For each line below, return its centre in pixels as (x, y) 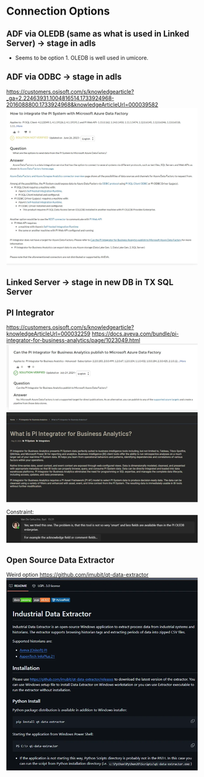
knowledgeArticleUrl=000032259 (49, 334)
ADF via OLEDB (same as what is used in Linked (98, 34)
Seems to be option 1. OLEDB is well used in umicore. (82, 58)
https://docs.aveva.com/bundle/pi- (135, 334)
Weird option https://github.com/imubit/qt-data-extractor (77, 575)
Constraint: (20, 512)
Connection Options (58, 11)
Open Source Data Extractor (60, 560)
